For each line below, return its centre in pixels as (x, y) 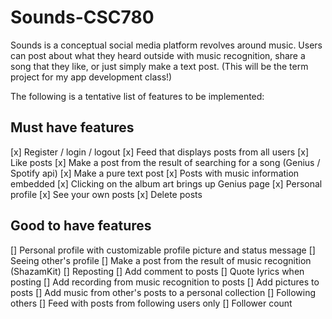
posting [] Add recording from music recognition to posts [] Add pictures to (165, 282)
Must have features (72, 127)
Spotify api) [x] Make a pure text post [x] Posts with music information (155, 173)
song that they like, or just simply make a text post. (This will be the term (159, 66)
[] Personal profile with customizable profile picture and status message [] (163, 250)
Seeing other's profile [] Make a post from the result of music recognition (161, 260)
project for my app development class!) (91, 77)
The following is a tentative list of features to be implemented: (137, 96)
